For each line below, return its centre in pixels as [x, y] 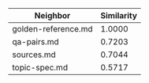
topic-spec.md [40, 68]
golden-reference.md [52, 29]
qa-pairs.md [35, 41]
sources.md [34, 55]
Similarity [119, 15]
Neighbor [52, 15]
